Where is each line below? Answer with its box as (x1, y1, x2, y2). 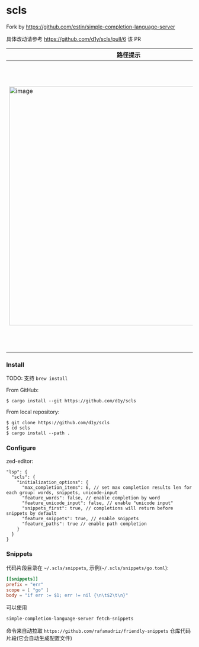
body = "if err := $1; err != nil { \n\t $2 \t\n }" (6, 592, 129, 598)
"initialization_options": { (17, 479, 89, 485)
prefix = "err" (6, 581, 44, 587)
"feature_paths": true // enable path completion (21, 521, 147, 527)
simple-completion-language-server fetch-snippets (6, 616, 134, 622)
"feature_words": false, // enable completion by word (21, 495, 161, 501)
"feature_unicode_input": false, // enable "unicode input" (21, 500, 174, 506)
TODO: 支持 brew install (6, 374, 68, 382)
